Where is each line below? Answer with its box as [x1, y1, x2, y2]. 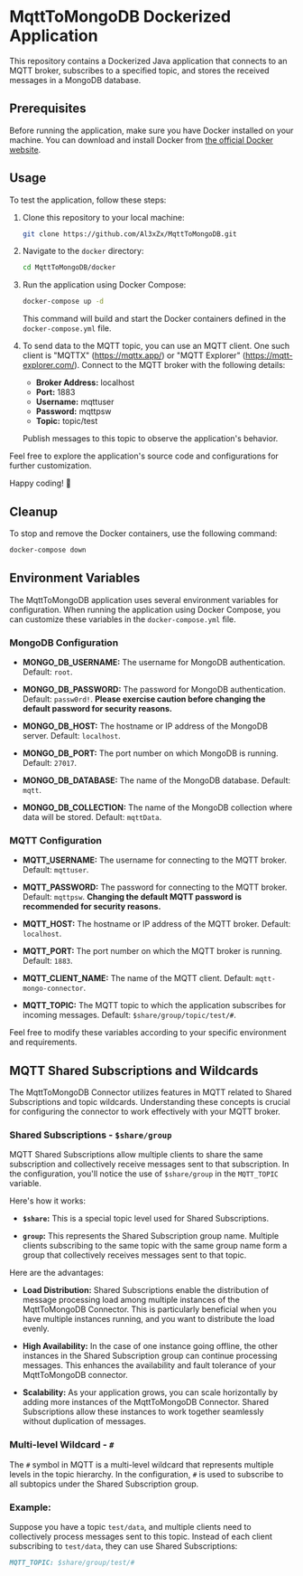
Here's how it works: [9, 1195, 87, 1206]
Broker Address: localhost [35, 377, 135, 388]
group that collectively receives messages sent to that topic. [22, 1250, 247, 1260]
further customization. [9, 460, 92, 471]
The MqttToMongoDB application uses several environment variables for [9, 594, 279, 605]
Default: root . [22, 666, 73, 677]
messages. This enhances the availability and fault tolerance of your [22, 1360, 277, 1371]
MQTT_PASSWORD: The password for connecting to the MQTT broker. [22, 882, 288, 892]
